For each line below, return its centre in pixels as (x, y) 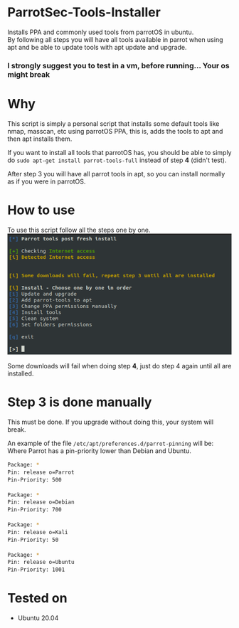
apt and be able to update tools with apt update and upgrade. (97, 47)
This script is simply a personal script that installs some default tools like (113, 123)
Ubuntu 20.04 (38, 618)
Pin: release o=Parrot (41, 472)
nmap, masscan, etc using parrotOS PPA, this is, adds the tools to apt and (115, 131)
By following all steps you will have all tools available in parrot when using (115, 39)
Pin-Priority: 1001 (36, 570)
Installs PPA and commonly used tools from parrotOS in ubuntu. (101, 32)
